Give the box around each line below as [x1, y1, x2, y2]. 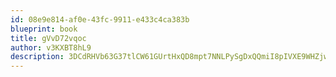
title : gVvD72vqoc [10, 33, 87, 43]
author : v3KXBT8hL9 [10, 42, 92, 53]
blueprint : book [10, 24, 78, 34]
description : [10, 52, 65, 62]
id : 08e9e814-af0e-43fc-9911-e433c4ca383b [10, 14, 190, 25]
